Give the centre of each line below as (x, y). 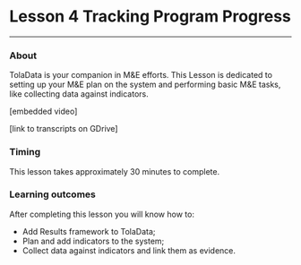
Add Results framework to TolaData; (89, 231)
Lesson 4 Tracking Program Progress (150, 17)
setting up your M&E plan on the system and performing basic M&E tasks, (145, 85)
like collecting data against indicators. (79, 94)
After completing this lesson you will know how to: (102, 214)
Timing (25, 152)
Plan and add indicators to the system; (93, 241)
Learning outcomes (52, 194)
